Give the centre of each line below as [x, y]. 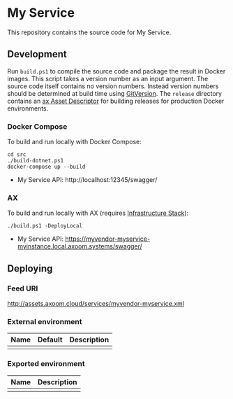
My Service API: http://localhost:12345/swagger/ [87, 180]
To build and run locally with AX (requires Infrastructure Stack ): [98, 213]
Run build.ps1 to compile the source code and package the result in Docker [116, 71]
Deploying [30, 268]
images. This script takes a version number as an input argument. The [108, 78]
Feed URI [23, 288]
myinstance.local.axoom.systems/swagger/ [80, 246]
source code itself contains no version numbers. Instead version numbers [113, 86]
